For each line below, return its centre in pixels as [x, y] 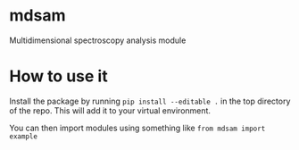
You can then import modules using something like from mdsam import [137, 128]
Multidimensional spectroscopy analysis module [98, 40]
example [24, 136]
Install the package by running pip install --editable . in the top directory [150, 101]
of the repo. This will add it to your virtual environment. [110, 110]
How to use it [59, 76]
